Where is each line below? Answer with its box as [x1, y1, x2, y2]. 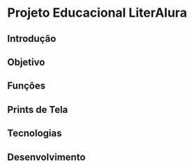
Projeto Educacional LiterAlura [7, 5, 187, 21]
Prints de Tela [7, 103, 68, 116]
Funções [7, 80, 46, 92]
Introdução [7, 33, 57, 45]
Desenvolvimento [7, 151, 86, 163]
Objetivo [7, 56, 45, 68]
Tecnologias [7, 128, 62, 139]
